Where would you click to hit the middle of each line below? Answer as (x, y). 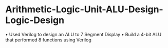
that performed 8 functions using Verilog (48, 40)
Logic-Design (35, 20)
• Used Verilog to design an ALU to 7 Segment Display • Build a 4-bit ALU (83, 34)
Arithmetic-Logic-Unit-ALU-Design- (84, 9)
